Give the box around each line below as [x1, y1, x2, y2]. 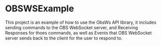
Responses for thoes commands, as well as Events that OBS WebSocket [5, 30, 152, 36]
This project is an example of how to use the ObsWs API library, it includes [5, 19, 157, 25]
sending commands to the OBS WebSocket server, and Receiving [5, 24, 138, 30]
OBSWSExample [5, 3, 74, 14]
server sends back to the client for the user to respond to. [5, 35, 122, 41]
